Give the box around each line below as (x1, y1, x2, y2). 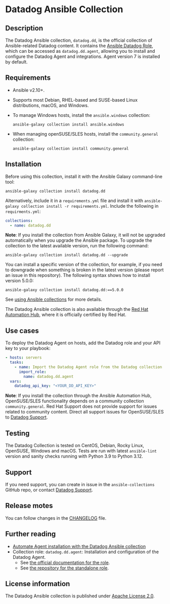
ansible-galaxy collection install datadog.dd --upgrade (5, 252, 128, 258)
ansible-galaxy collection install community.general (12, 146, 129, 151)
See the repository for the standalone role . (20, 565, 109, 571)
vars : (10, 378, 22, 384)
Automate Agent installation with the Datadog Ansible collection (12, 543, 146, 549)
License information (5, 579, 70, 588)
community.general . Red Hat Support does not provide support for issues (5, 403, 157, 409)
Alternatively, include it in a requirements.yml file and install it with (5, 197, 144, 204)
